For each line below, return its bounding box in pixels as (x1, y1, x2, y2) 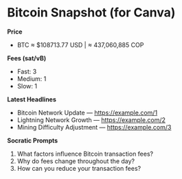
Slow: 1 (16, 82, 38, 90)
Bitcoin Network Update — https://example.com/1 (16, 108, 158, 117)
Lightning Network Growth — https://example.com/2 (16, 115, 166, 124)
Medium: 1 (16, 74, 47, 83)
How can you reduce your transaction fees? (16, 164, 141, 172)
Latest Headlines (7, 95, 57, 104)
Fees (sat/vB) (7, 53, 47, 62)
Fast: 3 (16, 67, 37, 75)
